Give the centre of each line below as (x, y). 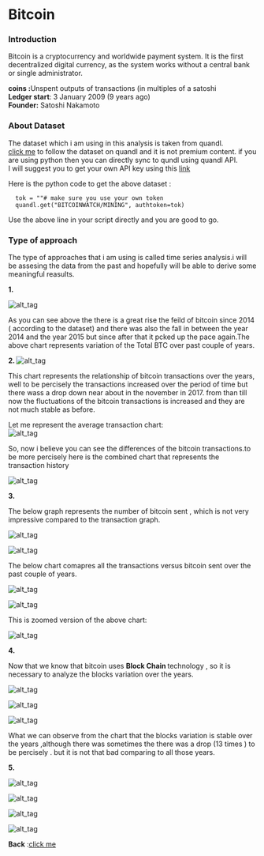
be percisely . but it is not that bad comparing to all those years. (112, 752)
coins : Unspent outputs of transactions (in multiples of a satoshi (112, 89)
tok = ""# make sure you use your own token (89, 198)
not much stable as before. (52, 409)
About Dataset (37, 126)
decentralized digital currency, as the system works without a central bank (129, 65)
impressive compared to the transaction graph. (84, 520)
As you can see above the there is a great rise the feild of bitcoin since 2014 (131, 320)
